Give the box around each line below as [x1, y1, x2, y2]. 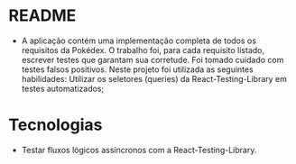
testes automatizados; [21, 83, 105, 94]
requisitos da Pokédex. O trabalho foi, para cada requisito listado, [21, 44, 265, 55]
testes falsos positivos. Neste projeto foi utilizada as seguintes [21, 64, 254, 75]
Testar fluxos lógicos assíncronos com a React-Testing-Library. [21, 144, 257, 155]
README [8, 5, 77, 26]
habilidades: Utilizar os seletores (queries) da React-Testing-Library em [21, 73, 288, 84]
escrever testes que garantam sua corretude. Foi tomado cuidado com [21, 54, 284, 65]
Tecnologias [8, 114, 103, 135]
